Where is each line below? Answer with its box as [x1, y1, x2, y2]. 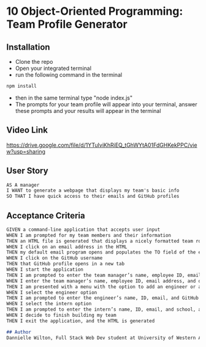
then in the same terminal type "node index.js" [15, 94, 133, 101]
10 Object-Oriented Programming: [6, 4, 183, 18]
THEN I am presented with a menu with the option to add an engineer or [6, 284, 196, 290]
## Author [6, 329, 32, 335]
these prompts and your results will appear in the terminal [15, 107, 161, 114]
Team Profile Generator [6, 17, 128, 31]
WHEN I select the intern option [6, 301, 92, 307]
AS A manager [6, 182, 40, 188]
